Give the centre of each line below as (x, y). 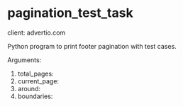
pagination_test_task (70, 13)
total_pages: (36, 73)
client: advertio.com (37, 33)
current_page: (38, 81)
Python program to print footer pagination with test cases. (92, 46)
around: (29, 88)
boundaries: (35, 96)
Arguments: (24, 60)
